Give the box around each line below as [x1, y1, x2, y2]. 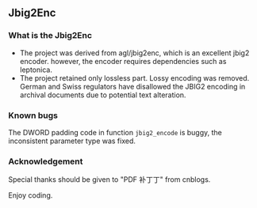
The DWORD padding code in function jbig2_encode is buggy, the [8, 127, 222, 137]
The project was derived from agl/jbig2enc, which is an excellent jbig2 [19, 47, 250, 58]
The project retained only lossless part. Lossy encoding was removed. [19, 73, 250, 82]
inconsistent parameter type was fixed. [8, 136, 136, 146]
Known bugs [8, 110, 58, 121]
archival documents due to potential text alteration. [19, 90, 186, 100]
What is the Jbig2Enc [8, 30, 93, 41]
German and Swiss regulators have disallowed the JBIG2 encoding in [19, 81, 246, 91]
